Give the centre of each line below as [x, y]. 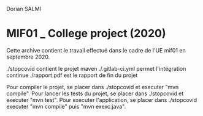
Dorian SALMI [24, 9]
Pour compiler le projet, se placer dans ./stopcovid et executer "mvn [93, 87]
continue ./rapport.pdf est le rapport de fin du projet [72, 75]
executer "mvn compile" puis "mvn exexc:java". [66, 106]
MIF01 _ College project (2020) [86, 34]
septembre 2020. [28, 57]
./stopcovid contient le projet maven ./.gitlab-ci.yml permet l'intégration [96, 68]
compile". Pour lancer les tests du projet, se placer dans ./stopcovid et [95, 93]
